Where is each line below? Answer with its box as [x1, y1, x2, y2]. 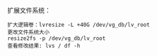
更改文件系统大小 [7, 29, 50, 36]
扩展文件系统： [7, 6, 51, 14]
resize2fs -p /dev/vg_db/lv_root [7, 35, 106, 42]
